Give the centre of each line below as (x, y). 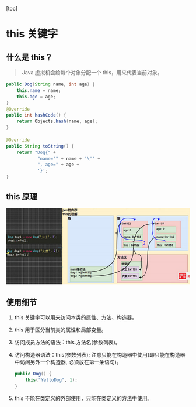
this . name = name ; (39, 90)
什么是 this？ (29, 57)
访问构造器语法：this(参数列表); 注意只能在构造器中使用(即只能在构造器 (100, 354)
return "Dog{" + (36, 152)
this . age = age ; (36, 97)
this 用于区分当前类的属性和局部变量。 (60, 330)
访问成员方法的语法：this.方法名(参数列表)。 (67, 342)
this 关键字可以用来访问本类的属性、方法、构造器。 (76, 317)
